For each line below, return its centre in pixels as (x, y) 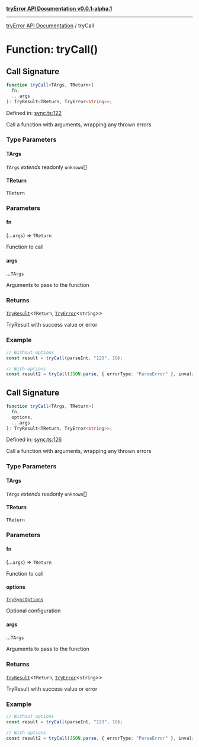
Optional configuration (33, 611)
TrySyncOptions (25, 600)
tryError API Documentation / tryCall (50, 25)
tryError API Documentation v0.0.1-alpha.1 (59, 9)
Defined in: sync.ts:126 (34, 440)
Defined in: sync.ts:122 (34, 113)
